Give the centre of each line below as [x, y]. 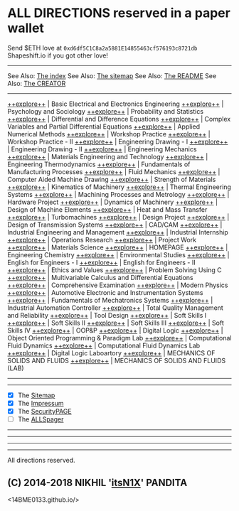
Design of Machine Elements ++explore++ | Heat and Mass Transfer [107, 209]
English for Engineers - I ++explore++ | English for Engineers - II [101, 262]
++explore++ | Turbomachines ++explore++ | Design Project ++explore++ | [118, 217]
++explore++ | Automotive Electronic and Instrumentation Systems [105, 292]
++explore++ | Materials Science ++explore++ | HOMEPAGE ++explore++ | [118, 247]
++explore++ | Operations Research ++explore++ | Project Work [102, 240]
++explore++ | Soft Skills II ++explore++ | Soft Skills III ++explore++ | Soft [116, 323]
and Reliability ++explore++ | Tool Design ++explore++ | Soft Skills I [107, 315]
